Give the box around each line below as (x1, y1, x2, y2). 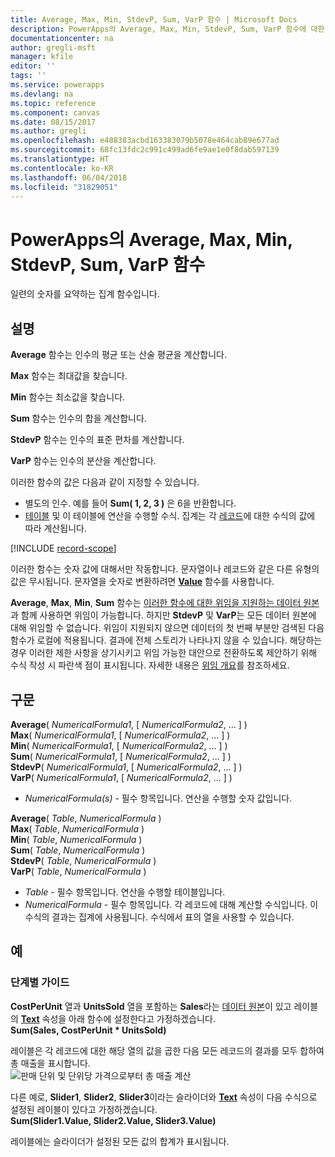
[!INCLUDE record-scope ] (10, 542, 117, 555)
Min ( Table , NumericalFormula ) (10, 833, 143, 845)
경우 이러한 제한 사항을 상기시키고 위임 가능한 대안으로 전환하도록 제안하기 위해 (10, 647, 318, 659)
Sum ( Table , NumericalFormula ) (10, 844, 146, 856)
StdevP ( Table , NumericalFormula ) (10, 854, 157, 866)
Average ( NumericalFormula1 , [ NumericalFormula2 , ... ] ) (10, 718, 248, 730)
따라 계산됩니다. (24, 522, 87, 535)
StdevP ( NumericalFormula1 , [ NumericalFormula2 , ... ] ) (10, 761, 243, 773)
